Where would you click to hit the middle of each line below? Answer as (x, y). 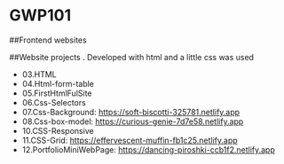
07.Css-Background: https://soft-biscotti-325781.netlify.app (131, 112)
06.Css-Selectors (54, 102)
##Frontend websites (48, 40)
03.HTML (39, 74)
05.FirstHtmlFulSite (57, 93)
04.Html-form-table (58, 83)
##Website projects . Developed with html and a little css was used (132, 57)
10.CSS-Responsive (58, 130)
